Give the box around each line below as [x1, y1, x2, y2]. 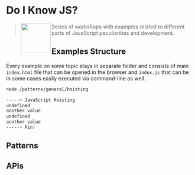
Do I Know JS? [6, 4, 78, 17]
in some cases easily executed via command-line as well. [6, 74, 146, 82]
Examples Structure [51, 47, 126, 57]
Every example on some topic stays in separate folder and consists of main [6, 62, 189, 69]
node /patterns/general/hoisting [6, 86, 89, 92]
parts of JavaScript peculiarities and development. [51, 29, 174, 36]
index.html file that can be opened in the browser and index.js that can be [6, 69, 189, 76]
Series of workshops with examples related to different [51, 23, 185, 30]
